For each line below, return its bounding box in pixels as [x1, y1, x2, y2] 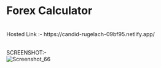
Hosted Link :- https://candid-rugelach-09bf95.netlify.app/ [6, 30, 155, 37]
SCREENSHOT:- [6, 48, 47, 56]
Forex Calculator [6, 4, 93, 18]
